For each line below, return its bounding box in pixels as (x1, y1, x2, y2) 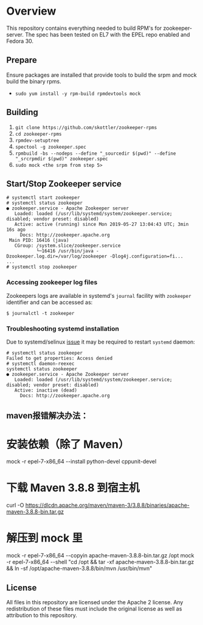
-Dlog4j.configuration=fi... (109, 253, 184, 260)
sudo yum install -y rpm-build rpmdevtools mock (15, 90, 141, 97)
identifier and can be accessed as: (6, 298, 93, 306)
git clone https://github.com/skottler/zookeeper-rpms (15, 124, 157, 130)
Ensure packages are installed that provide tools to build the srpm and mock (6, 71, 198, 79)
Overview (6, 4, 57, 18)
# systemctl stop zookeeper (6, 264, 78, 270)
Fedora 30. (6, 37, 34, 44)
